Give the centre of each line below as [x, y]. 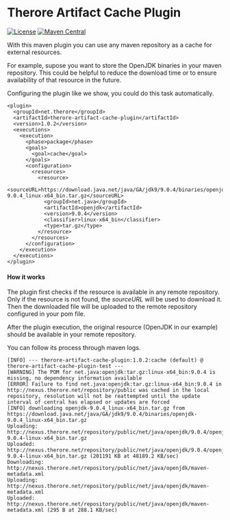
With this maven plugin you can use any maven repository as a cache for [110, 45]
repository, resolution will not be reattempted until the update [104, 396]
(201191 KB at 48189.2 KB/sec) [135, 456]
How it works [26, 277]
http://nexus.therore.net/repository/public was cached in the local [108, 391]
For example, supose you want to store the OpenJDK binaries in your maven [115, 65]
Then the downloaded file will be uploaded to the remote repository [102, 307]
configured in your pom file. [46, 314]
